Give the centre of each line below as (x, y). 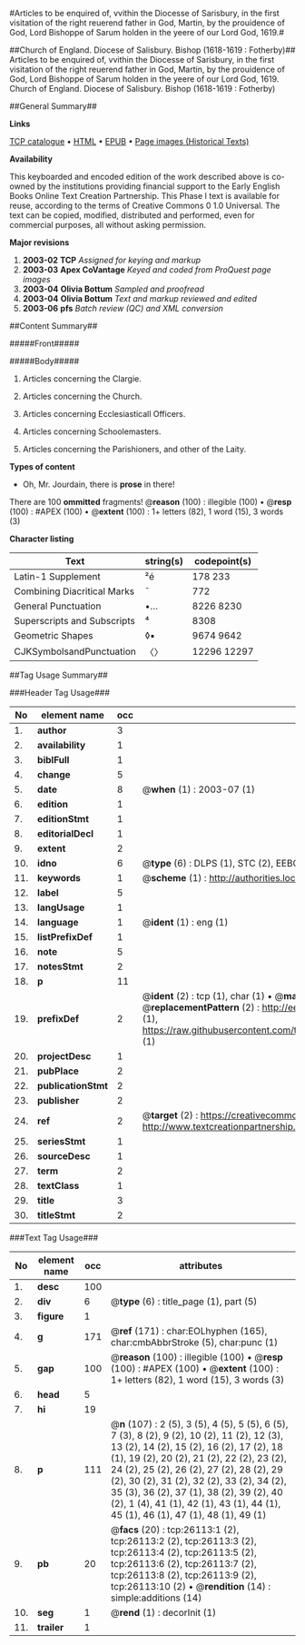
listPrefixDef (65, 937)
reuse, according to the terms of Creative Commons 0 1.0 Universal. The (145, 205)
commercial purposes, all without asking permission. (108, 225)
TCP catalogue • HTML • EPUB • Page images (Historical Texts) (129, 141)
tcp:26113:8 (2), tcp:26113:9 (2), (183, 1575)
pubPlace (59, 1071)
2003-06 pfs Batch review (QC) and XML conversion (123, 308)
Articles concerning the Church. (82, 396)
